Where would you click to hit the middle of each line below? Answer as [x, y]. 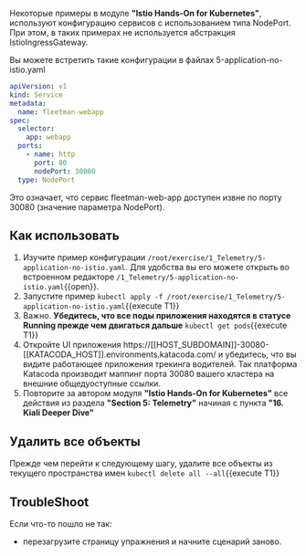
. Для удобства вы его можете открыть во [207, 268]
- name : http [51, 154]
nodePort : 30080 [64, 171]
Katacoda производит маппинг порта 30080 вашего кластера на [148, 374]
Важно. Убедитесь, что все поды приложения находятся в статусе [157, 316]
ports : [30, 146]
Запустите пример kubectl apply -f [93, 297]
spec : [20, 121]
